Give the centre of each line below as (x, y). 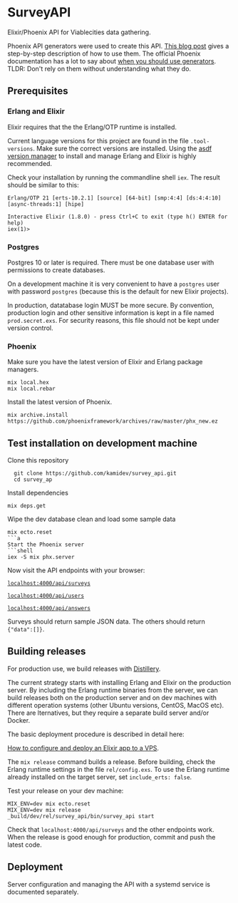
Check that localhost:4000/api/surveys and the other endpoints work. (111, 829)
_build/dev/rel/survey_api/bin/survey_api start (81, 816)
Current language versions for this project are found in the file (98, 140)
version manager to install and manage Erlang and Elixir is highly (102, 156)
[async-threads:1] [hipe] (46, 204)
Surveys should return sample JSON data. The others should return (106, 621)
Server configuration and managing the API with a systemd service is (109, 884)
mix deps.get (27, 506)
